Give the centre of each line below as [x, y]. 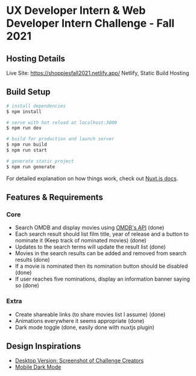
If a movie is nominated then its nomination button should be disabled [101, 266]
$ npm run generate [31, 167]
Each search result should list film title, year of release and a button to [102, 234]
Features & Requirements [55, 197]
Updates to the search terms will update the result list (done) [90, 247]
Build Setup [28, 92]
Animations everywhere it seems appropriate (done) [80, 320]
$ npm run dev [24, 128]
